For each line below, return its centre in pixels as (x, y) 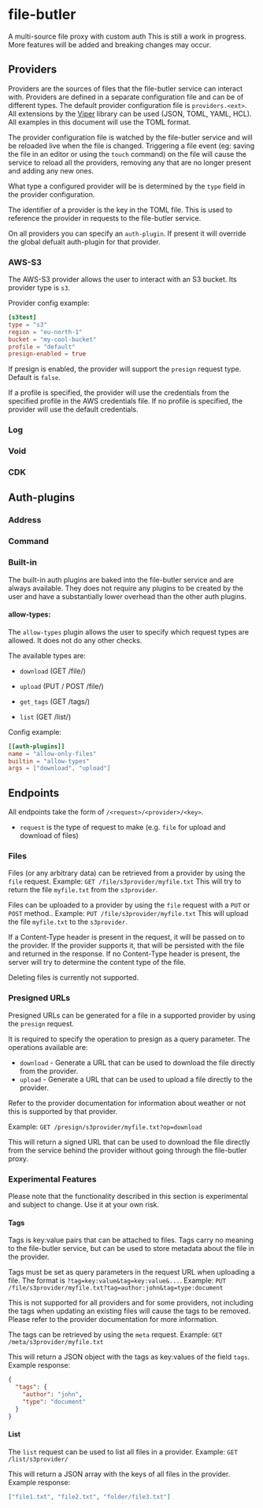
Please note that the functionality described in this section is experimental (128, 1196)
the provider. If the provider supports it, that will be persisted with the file (126, 946)
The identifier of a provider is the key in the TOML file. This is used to (120, 210)
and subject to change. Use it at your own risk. (84, 1205)
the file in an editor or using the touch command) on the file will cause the (127, 154)
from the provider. (49, 1070)
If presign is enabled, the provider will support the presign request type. (125, 369)
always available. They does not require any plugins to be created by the (126, 588)
